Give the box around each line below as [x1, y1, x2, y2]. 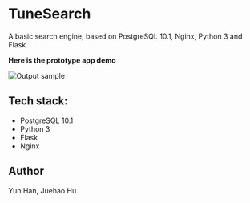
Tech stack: [8, 94, 68, 108]
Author [8, 164, 44, 178]
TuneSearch [8, 5, 91, 23]
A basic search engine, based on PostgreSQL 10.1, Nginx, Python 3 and [8, 31, 243, 41]
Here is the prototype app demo [8, 55, 116, 65]
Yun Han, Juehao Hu [8, 185, 77, 195]
